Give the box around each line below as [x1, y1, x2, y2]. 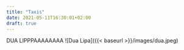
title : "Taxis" [6, 9, 45, 15]
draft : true [6, 20, 37, 26]
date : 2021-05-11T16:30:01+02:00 [6, 15, 91, 21]
